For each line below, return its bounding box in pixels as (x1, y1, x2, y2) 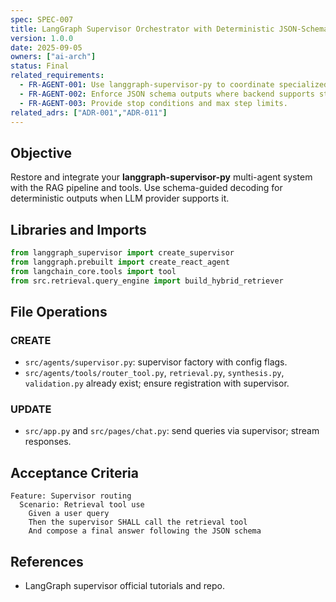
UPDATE (10, 402, 52, 416)
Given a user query (28, 509, 110, 519)
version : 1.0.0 (10, 33, 74, 43)
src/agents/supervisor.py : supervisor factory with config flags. (24, 356, 288, 368)
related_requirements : (10, 71, 105, 81)
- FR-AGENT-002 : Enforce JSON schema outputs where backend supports (19, 89, 315, 99)
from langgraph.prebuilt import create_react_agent (10, 257, 230, 267)
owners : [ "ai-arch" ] (10, 52, 97, 62)
